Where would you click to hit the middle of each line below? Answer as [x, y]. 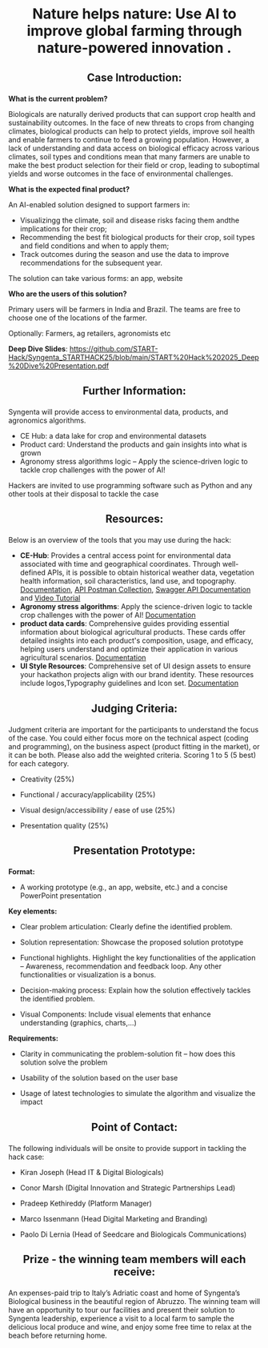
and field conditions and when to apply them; [94, 246]
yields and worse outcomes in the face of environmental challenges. [121, 174]
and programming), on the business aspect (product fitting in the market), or [134, 746]
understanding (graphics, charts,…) [78, 1023]
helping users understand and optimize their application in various [129, 649]
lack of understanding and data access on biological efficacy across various [134, 148]
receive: [134, 1272]
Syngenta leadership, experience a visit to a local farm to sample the [121, 1318]
